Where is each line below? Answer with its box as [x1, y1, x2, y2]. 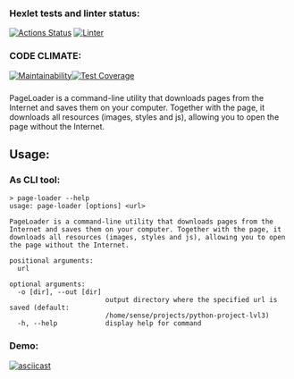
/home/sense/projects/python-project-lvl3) [105, 311, 270, 320]
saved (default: [9, 303, 70, 313]
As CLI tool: [9, 173, 61, 186]
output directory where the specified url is [105, 296, 278, 305]
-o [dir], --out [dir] [17, 288, 102, 297]
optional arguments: [9, 280, 87, 289]
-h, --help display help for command [17, 319, 202, 328]
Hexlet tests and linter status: [9, 7, 140, 20]
